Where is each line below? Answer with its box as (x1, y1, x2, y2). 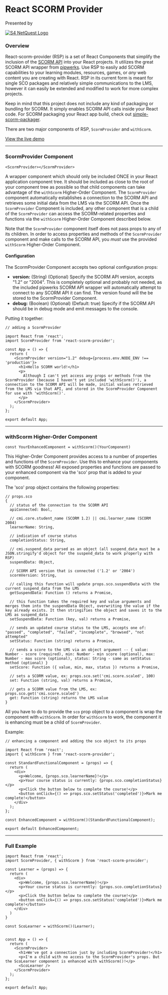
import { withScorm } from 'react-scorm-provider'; (5, 752, 115, 757)
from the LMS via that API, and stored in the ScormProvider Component (5, 386, 157, 391)
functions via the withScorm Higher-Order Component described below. (5, 216, 151, 222)
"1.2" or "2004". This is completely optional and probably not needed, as (12, 279, 162, 285)
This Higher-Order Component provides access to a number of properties (5, 453, 157, 459)
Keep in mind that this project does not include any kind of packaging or (5, 101, 153, 107)
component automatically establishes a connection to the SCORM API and (5, 194, 157, 201)
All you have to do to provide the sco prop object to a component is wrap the (5, 709, 162, 715)
